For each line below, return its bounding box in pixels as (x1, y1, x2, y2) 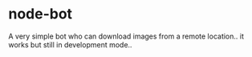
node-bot (8, 5, 73, 23)
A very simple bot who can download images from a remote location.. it (8, 31, 245, 41)
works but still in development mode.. (8, 39, 132, 49)
